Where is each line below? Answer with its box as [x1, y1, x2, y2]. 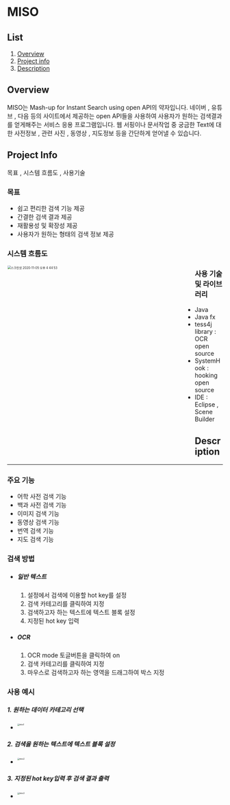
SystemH [194, 356, 221, 365]
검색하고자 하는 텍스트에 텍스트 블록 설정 [27, 609, 136, 617]
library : [194, 328, 217, 336]
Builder [194, 415, 215, 423]
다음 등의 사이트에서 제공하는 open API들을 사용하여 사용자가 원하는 [17, 111, 199, 120]
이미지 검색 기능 [16, 510, 60, 518]
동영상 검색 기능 [16, 518, 60, 526]
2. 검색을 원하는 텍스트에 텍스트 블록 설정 [7, 740, 115, 748]
